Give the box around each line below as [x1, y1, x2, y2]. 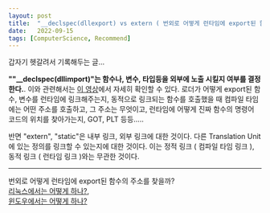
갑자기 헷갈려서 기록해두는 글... [8, 57, 105, 67]
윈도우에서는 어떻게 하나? [8, 196, 88, 206]
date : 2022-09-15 [8, 27, 74, 35]
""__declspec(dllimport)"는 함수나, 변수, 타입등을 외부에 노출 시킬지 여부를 [8, 74, 247, 84]
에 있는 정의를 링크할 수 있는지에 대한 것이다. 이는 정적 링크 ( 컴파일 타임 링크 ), [8, 141, 255, 151]
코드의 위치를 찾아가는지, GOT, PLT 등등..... [8, 114, 145, 125]
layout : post [8, 11, 52, 20]
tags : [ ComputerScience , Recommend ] [8, 34, 131, 43]
